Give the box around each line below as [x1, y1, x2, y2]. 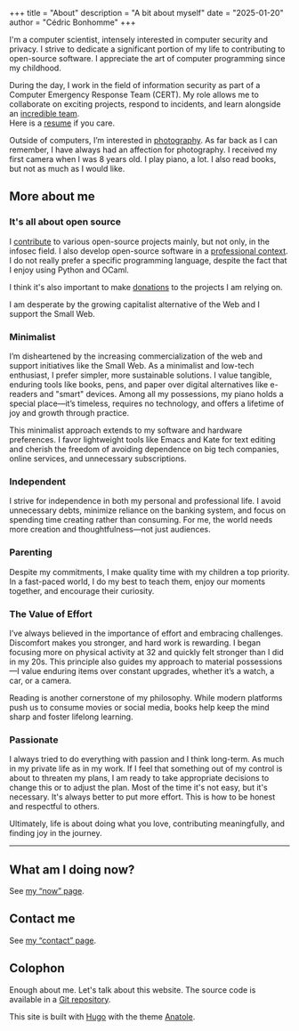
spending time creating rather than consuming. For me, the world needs [9, 515, 273, 525]
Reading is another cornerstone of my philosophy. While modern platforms [9, 692, 283, 702]
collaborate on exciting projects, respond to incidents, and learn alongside [9, 99, 281, 110]
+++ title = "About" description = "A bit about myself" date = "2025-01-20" [9, 8, 284, 18]
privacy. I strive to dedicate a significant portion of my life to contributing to [9, 44, 286, 54]
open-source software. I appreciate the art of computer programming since [9, 53, 286, 63]
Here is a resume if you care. [9, 118, 116, 128]
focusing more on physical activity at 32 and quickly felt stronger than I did [9, 646, 284, 657]
